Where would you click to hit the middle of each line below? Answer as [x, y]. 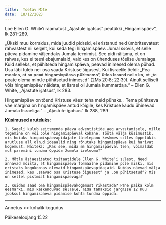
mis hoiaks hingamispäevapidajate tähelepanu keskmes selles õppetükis [80, 138]
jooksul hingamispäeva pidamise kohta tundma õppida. [62, 194]
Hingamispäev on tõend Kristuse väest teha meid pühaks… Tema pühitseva [82, 100]
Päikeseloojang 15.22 [27, 217]
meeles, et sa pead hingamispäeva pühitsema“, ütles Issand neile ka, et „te [81, 75]
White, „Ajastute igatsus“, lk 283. [38, 90]
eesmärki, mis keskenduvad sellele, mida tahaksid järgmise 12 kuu [76, 189]
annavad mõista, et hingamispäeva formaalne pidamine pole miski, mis [79, 163]
